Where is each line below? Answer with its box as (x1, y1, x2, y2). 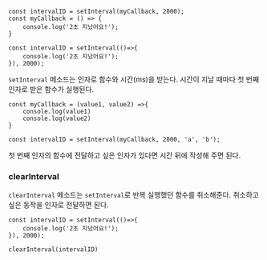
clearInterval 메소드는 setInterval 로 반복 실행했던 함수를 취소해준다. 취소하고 (8, 190, 259, 200)
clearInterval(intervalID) (8, 246, 99, 254)
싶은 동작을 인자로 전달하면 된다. (8, 200, 110, 210)
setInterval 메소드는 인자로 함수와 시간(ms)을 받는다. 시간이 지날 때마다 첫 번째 (8, 74, 259, 84)
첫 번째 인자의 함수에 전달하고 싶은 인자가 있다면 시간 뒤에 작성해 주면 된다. (8, 150, 241, 160)
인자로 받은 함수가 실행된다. (8, 85, 95, 94)
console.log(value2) (22, 114, 91, 122)
